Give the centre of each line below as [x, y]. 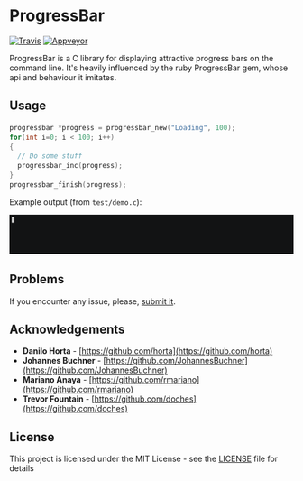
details [22, 468]
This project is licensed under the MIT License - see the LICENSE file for [143, 459]
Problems [37, 279]
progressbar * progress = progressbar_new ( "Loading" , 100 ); [123, 127]
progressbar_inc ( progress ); [70, 166]
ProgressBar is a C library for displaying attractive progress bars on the [142, 58]
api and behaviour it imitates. [63, 77]
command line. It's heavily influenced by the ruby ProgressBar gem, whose [149, 68]
